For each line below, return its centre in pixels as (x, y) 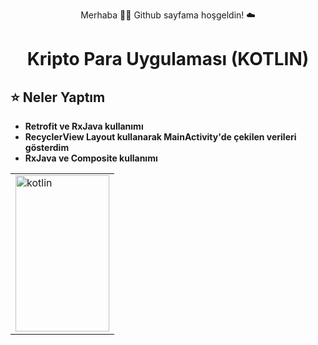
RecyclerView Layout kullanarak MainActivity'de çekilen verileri (160, 137)
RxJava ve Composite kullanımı (91, 158)
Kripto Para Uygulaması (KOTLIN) (168, 59)
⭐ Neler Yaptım (58, 97)
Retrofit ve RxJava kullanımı (84, 126)
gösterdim (47, 147)
